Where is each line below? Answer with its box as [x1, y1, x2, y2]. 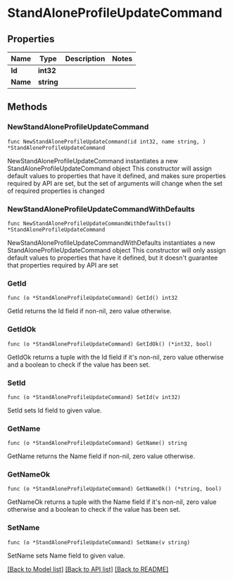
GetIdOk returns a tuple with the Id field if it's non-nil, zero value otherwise [7, 353, 224, 361]
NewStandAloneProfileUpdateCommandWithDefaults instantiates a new [7, 238, 216, 247]
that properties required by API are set [7, 260, 118, 269]
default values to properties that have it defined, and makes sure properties [7, 171, 227, 180]
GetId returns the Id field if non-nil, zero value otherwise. [7, 307, 172, 315]
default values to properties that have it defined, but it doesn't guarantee [7, 253, 218, 262]
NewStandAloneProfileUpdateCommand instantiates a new [7, 156, 178, 165]
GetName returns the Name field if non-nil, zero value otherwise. [7, 452, 196, 460]
